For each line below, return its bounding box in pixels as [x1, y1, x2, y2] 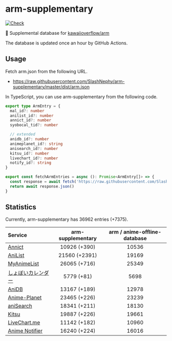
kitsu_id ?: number [10, 151, 50, 156]
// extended [10, 132, 36, 137]
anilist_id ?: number [10, 113, 54, 118]
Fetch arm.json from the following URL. [5, 68, 88, 74]
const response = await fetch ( [10, 179, 77, 184]
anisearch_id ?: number [10, 146, 58, 151]
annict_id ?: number [10, 118, 52, 123]
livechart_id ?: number [10, 156, 58, 161]
